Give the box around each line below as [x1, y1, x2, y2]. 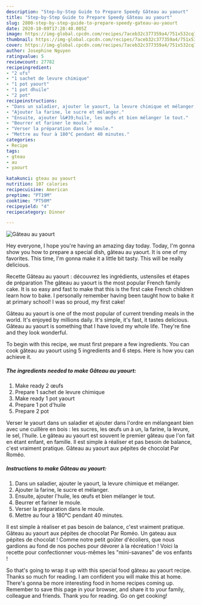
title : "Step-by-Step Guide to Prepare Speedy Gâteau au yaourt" [6, 14, 172, 20]
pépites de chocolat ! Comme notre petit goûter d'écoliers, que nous [6, 536, 175, 543]
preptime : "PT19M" [6, 192, 52, 198]
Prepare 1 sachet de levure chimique [14, 389, 105, 396]
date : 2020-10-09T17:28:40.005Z [6, 25, 87, 32]
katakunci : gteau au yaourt [6, 176, 77, 181]
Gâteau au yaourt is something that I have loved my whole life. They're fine [6, 323, 191, 330]
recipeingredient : [6, 64, 52, 71]
